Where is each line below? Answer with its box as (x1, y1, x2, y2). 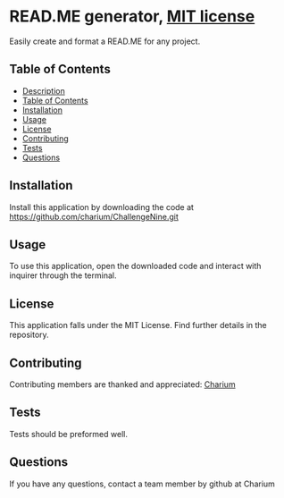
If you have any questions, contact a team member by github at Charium (9, 478, 275, 489)
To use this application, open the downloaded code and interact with (9, 261, 262, 272)
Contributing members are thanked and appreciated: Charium (9, 379, 236, 390)
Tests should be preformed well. (9, 428, 128, 439)
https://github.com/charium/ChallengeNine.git (9, 211, 179, 222)
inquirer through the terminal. (9, 270, 117, 281)
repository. (9, 329, 49, 341)
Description (21, 85, 65, 96)
